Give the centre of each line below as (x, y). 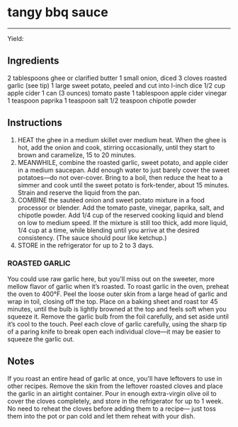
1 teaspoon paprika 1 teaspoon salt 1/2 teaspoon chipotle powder (102, 101)
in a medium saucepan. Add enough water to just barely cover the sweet (124, 170)
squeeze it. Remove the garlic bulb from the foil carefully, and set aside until (118, 317)
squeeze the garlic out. (41, 339)
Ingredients (33, 61)
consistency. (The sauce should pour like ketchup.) (92, 237)
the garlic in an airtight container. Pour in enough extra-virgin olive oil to (112, 393)
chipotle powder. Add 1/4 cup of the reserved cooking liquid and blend (120, 215)
